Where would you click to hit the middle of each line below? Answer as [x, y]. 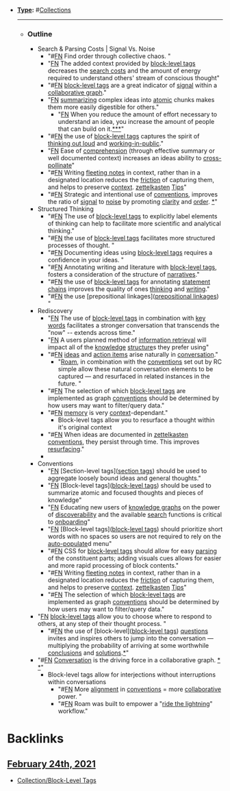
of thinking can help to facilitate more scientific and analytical [134, 224]
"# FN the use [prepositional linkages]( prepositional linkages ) [133, 297]
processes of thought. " [81, 245]
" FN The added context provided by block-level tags [122, 64]
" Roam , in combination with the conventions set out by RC [140, 362]
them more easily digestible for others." [103, 107]
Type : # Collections [44, 10]
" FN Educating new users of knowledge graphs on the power [134, 507]
